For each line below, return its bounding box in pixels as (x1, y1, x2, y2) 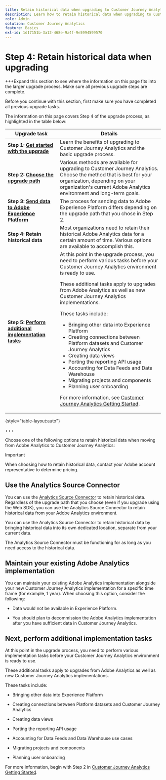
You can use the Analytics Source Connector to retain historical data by (5, 519, 151, 525)
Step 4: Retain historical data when (5, 51, 152, 63)
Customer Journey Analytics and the (60, 144, 145, 151)
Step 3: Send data (7, 198, 50, 205)
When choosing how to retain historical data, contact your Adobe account (5, 461, 156, 467)
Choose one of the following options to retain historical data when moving (5, 437, 156, 443)
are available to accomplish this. (60, 243, 134, 249)
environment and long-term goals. (60, 190, 140, 197)
